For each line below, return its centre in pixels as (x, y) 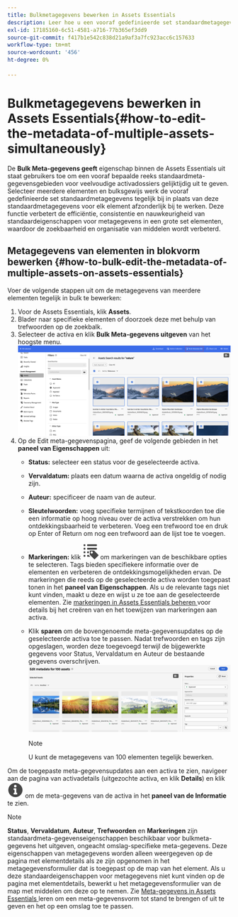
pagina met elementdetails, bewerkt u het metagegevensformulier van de (114, 884)
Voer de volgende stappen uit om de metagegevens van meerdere (104, 290)
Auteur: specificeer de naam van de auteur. (92, 497)
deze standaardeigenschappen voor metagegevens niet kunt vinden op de (116, 876)
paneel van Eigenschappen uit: (64, 448)
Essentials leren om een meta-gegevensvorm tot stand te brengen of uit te (116, 899)
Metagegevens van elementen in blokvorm (104, 251)
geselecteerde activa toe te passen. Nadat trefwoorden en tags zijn (126, 638)
